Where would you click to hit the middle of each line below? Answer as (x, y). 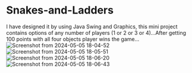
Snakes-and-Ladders (60, 10)
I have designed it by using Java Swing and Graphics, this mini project (92, 26)
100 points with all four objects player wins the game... (73, 39)
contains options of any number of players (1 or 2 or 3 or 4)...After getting (96, 32)
